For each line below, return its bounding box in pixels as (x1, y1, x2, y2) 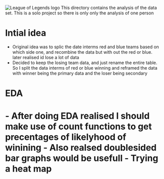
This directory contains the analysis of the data (61, 5, 157, 10)
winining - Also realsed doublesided (5, 142, 157, 154)
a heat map (5, 163, 52, 175)
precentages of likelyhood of (5, 132, 126, 143)
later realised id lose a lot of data (12, 54, 79, 60)
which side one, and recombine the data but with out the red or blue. (12, 49, 153, 55)
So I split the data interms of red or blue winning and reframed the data (12, 65, 158, 71)
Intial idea (5, 27, 47, 39)
